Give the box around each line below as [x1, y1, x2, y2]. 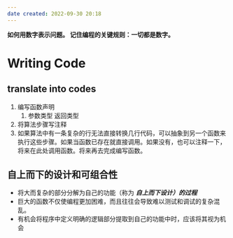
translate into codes [7, 83, 97, 95]
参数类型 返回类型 [27, 111, 79, 120]
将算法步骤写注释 [17, 120, 67, 128]
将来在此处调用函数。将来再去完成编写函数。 [17, 146, 147, 155]
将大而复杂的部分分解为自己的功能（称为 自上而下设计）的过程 [17, 188, 197, 197]
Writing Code [7, 55, 86, 71]
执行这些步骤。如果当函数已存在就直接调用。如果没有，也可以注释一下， [17, 137, 226, 146]
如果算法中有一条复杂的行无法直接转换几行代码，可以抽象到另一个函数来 [17, 129, 226, 137]
